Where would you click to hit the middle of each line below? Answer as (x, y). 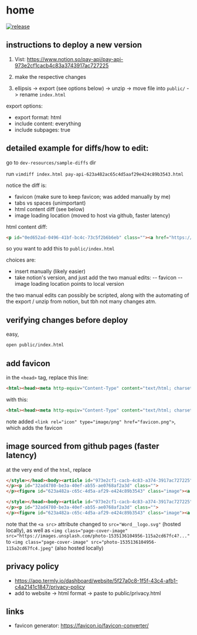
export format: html (38, 117)
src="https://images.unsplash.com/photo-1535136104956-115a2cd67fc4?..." (98, 536)
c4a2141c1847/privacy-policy (50, 587)
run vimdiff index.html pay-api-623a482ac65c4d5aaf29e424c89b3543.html (95, 173)
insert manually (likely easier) (50, 272)
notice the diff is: (26, 185)
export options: (24, 106)
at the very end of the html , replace (49, 469)
